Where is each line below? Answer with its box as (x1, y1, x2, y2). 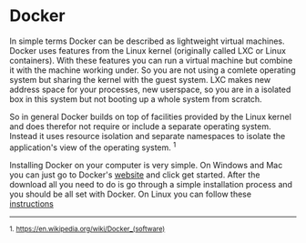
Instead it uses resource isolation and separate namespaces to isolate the (9, 130, 286, 141)
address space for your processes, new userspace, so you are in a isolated (9, 84, 291, 95)
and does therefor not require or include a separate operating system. (9, 120, 271, 132)
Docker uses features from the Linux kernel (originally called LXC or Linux (9, 45, 287, 56)
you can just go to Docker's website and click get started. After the (9, 169, 260, 180)
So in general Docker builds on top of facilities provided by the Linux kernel (9, 111, 291, 122)
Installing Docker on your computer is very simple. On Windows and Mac (9, 159, 283, 170)
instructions (9, 197, 55, 209)
